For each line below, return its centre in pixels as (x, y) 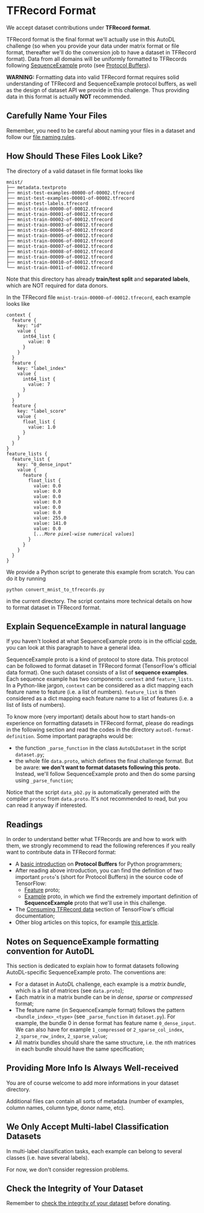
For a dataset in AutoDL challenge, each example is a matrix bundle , (100, 984)
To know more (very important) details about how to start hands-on (91, 717)
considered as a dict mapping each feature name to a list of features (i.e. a (100, 698)
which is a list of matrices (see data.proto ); (69, 990)
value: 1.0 (42, 427)
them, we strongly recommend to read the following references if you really (101, 845)
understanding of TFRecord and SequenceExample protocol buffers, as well (101, 84)
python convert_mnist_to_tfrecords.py (55, 590)
